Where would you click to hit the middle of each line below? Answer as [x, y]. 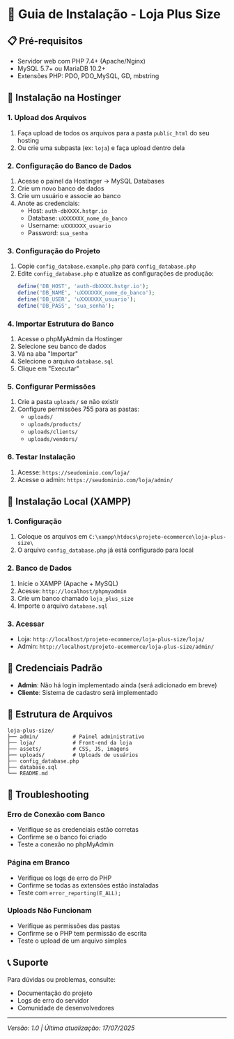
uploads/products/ [54, 425]
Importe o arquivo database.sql [62, 606]
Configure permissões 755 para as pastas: [78, 409]
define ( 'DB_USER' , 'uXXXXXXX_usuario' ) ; [77, 299]
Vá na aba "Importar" [48, 354]
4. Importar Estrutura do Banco [61, 324]
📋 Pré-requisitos [45, 41]
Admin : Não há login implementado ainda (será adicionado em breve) [117, 685]
